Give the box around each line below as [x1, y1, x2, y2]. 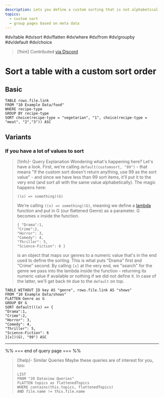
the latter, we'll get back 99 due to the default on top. [17, 278, 124, 284]
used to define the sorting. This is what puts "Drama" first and [17, 257, 142, 263]
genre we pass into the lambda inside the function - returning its [17, 268, 146, 273]
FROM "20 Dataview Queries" [17, 376, 74, 381]
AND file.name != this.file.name [17, 389, 85, 394]
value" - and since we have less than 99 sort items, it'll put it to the [17, 174, 151, 180]
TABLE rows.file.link [5, 98, 49, 103]
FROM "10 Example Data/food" [5, 103, 64, 107]
